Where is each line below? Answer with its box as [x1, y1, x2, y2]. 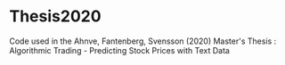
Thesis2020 [9, 6, 102, 27]
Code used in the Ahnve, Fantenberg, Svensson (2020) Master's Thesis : [9, 36, 277, 46]
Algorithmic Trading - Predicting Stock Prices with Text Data [9, 45, 230, 55]
